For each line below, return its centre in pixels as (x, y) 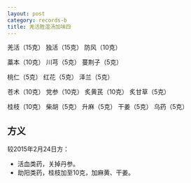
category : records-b (37, 20)
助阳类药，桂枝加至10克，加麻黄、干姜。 (76, 173)
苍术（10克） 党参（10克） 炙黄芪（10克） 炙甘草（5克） (89, 92)
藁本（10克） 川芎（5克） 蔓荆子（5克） (65, 62)
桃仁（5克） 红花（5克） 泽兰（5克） (61, 77)
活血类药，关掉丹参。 (48, 164)
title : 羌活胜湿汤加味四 (39, 27)
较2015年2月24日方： (38, 149)
